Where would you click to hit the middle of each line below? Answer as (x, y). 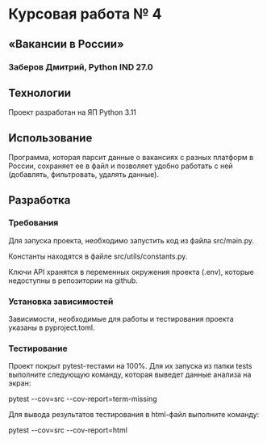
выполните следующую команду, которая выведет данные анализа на (130, 375)
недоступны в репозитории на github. (73, 281)
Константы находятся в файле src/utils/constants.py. (98, 256)
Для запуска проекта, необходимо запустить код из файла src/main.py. (131, 240)
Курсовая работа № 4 (86, 14)
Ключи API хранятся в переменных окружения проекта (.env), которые (131, 272)
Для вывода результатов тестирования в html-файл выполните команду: (134, 415)
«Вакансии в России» (67, 44)
